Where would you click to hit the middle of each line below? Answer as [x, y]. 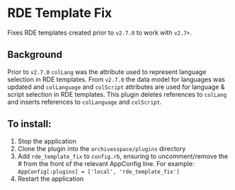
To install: [29, 124]
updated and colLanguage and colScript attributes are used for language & [116, 87]
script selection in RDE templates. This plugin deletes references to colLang [117, 94]
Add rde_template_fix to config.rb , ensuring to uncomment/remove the [123, 156]
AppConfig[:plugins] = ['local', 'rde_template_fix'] [98, 172]
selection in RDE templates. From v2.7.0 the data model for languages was [116, 79]
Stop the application [47, 141]
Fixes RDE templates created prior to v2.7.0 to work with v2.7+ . [100, 32]
